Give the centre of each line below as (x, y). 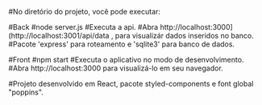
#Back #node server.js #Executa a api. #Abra (83, 27)
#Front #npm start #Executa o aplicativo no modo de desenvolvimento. (126, 60)
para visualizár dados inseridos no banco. (184, 36)
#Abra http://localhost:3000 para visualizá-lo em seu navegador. (116, 68)
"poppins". (26, 92)
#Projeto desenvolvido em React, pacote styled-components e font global (131, 84)
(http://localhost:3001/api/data (59, 36)
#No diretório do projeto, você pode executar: (85, 12)
